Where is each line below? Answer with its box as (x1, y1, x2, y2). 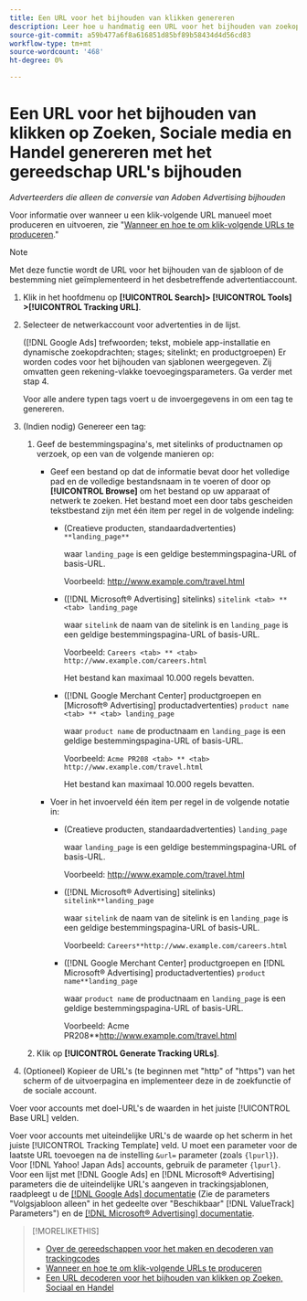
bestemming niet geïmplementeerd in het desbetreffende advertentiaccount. (9, 273, 298, 284)
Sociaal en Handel (45, 1282, 114, 1293)
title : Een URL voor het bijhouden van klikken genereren (9, 13, 235, 23)
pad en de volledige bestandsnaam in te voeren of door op (49, 475, 271, 486)
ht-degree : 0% (9, 56, 64, 65)
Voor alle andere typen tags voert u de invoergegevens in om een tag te (22, 393, 294, 404)
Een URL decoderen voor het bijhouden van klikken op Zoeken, (45, 1272, 283, 1283)
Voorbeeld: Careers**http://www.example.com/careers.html (63, 939, 288, 951)
